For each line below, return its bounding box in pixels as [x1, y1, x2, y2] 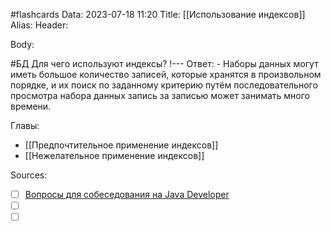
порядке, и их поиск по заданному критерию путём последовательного [10, 79, 318, 91]
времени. [10, 100, 52, 112]
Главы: [10, 120, 40, 131]
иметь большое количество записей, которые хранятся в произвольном [10, 69, 322, 80]
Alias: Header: [10, 19, 69, 31]
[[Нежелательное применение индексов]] [24, 150, 205, 161]
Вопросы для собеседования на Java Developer [24, 189, 230, 200]
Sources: [10, 169, 48, 181]
